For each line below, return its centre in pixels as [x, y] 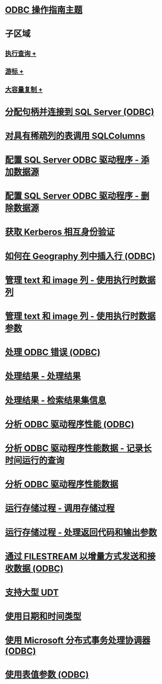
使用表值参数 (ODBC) [47, 675]
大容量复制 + [24, 89]
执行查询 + [21, 53]
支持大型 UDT [32, 592]
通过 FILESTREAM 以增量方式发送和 [76, 556]
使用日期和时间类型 [43, 617]
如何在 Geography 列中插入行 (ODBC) [80, 256]
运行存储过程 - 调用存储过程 [60, 508]
